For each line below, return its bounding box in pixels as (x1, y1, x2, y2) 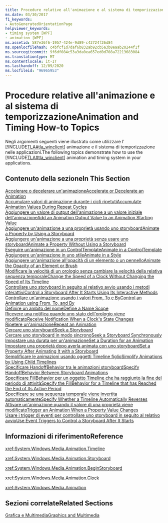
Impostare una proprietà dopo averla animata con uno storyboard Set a (5, 342, 150, 348)
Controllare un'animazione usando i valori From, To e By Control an (5, 295, 142, 301)
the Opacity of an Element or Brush (5, 263, 78, 269)
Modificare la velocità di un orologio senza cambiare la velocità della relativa (5, 268, 162, 274)
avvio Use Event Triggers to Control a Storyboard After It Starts (5, 417, 134, 423)
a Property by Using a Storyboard (5, 230, 74, 236)
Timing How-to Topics (5, 122, 99, 133)
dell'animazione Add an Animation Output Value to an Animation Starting (5, 214, 153, 220)
